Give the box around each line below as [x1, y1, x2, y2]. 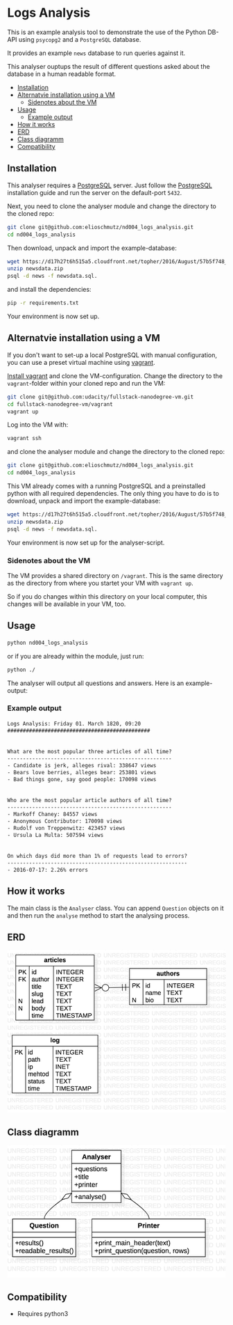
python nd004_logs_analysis [7, 639, 89, 646]
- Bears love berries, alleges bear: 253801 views [7, 769, 157, 776]
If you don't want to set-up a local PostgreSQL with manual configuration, [7, 350, 217, 359]
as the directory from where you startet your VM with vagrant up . [7, 579, 194, 587]
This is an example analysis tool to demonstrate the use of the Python [7, 28, 207, 36]
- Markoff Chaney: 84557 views [7, 810, 98, 817]
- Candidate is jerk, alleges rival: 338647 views [7, 762, 157, 769]
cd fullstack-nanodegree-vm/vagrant [7, 400, 113, 408]
